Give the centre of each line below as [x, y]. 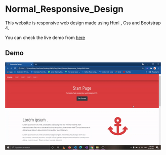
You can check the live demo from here [45, 38]
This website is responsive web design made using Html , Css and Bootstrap [83, 23]
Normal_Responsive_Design [64, 9]
